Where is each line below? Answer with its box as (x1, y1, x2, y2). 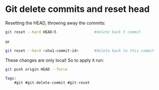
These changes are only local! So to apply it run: (5, 57, 104, 63)
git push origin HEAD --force (5, 67, 68, 72)
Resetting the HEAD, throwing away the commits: (5, 20, 106, 26)
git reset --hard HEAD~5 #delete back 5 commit (5, 29, 141, 34)
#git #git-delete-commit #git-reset (14, 80, 90, 85)
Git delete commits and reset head (5, 3, 150, 15)
